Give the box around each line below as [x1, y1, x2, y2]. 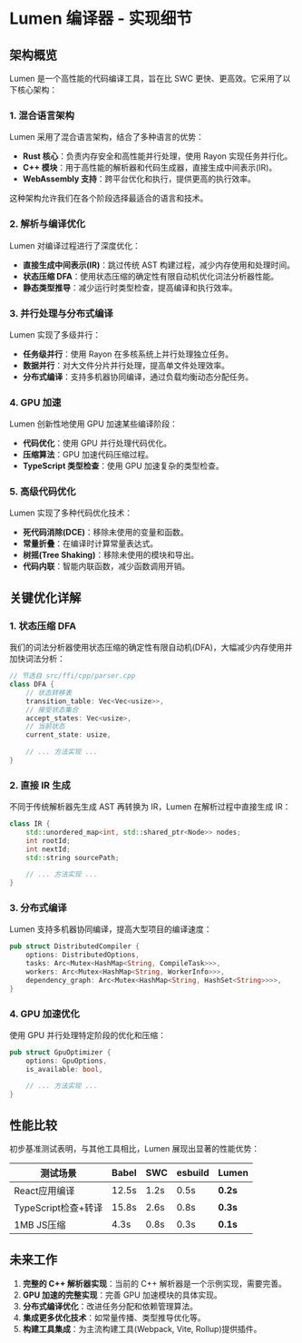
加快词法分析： [9, 653, 65, 664]
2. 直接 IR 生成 [9, 779, 71, 791]
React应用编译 [14, 1185, 75, 1197]
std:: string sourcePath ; [25, 853, 120, 862]
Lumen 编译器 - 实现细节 [9, 8, 192, 29]
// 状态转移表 [25, 688, 73, 697]
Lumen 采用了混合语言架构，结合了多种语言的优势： [9, 132, 204, 142]
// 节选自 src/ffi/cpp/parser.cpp [9, 671, 136, 681]
